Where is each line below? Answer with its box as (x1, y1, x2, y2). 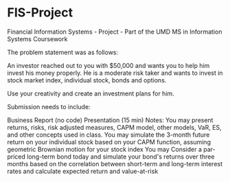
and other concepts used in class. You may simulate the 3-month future (7, 130, 210, 139)
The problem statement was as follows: (7, 48, 119, 56)
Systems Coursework (7, 34, 68, 43)
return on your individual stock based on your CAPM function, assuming (7, 137, 211, 146)
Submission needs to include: (7, 102, 91, 111)
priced (7, 152, 26, 161)
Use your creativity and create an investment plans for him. (7, 89, 175, 98)
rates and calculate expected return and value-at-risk (7, 167, 159, 175)
